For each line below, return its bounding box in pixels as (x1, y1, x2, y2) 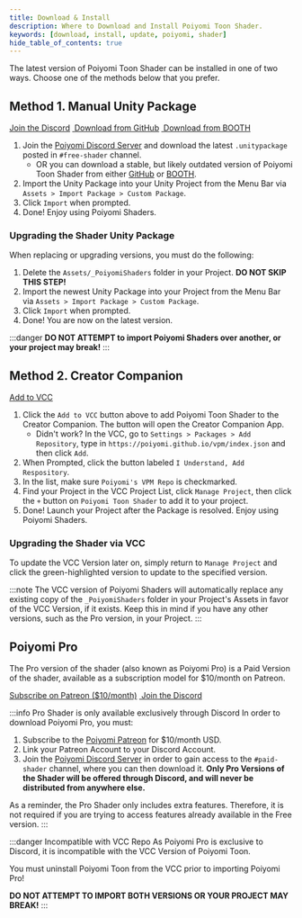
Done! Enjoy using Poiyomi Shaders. (22, 207, 157, 218)
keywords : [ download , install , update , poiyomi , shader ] (9, 30, 227, 39)
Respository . (22, 467, 70, 478)
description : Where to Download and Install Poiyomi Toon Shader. (9, 22, 263, 31)
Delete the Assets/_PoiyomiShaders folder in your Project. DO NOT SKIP (22, 267, 287, 278)
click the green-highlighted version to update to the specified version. (9, 567, 268, 578)
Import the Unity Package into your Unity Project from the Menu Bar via (22, 178, 288, 189)
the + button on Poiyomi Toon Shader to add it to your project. (22, 496, 249, 507)
